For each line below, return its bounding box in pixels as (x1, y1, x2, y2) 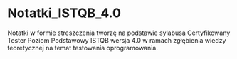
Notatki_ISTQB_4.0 (7, 5, 121, 21)
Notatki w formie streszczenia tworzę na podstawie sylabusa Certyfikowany (7, 28, 231, 37)
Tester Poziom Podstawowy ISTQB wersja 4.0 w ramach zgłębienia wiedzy (7, 36, 226, 44)
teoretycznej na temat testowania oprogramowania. (7, 43, 159, 52)
